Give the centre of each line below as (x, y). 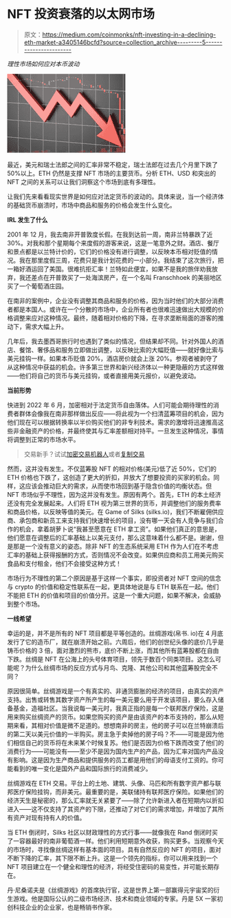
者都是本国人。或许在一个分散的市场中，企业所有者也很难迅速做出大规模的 (112, 309)
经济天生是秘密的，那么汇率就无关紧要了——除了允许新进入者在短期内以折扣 (115, 800)
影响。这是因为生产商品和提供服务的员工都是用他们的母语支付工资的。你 (115, 759)
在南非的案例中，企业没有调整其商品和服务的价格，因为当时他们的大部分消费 (115, 300)
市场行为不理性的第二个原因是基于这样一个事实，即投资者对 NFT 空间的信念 (114, 578)
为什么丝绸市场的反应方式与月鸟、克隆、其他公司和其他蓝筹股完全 (118, 667)
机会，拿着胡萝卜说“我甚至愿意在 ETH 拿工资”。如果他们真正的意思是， (120, 529)
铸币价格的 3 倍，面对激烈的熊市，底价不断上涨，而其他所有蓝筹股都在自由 (113, 650)
